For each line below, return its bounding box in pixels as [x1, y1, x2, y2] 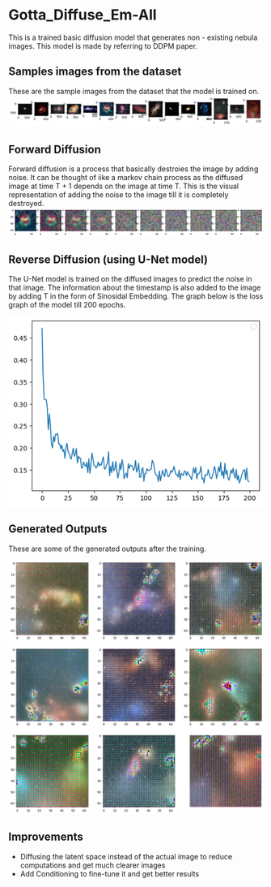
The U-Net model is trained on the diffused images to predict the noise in [8, 274, 252, 284]
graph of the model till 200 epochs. [8, 300, 126, 310]
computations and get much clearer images [19, 860, 166, 870]
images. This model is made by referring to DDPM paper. [8, 41, 198, 50]
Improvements [8, 830, 83, 844]
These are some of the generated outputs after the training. [8, 544, 206, 553]
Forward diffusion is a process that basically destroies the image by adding [8, 164, 259, 174]
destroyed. [8, 199, 44, 209]
